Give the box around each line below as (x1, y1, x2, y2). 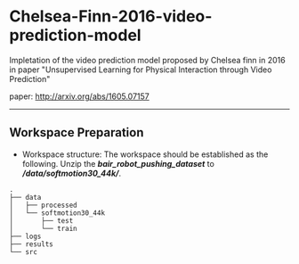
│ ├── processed (9, 201, 77, 210)
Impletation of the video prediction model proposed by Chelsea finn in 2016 (9, 54, 287, 65)
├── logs (9, 232, 42, 241)
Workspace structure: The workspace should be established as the (21, 149, 269, 160)
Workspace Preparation (9, 125, 144, 140)
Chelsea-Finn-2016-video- (9, 6, 213, 27)
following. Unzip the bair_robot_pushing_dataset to (21, 158, 215, 169)
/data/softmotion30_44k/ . (21, 168, 122, 178)
